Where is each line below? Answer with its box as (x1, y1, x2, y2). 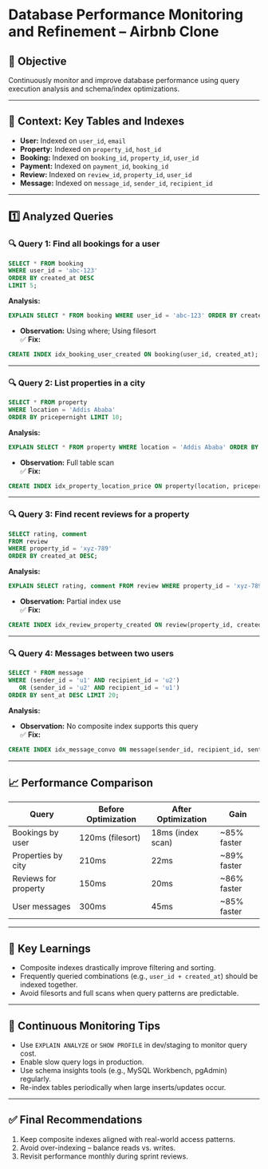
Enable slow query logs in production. (19, 1057, 144, 1067)
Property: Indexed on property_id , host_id (19, 144, 162, 153)
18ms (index (151, 827, 199, 838)
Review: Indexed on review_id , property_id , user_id (19, 169, 193, 179)
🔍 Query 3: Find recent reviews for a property (8, 509, 190, 520)
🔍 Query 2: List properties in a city (8, 377, 146, 388)
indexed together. (19, 980, 78, 989)
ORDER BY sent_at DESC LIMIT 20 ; (8, 691, 120, 699)
